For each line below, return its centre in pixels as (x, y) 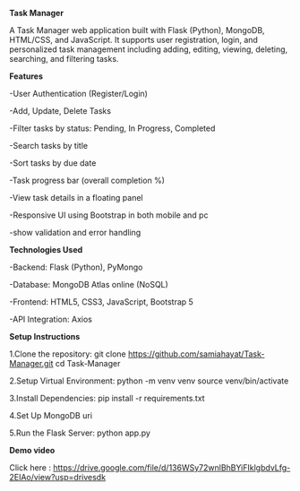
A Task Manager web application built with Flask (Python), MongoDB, (137, 30)
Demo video (32, 450)
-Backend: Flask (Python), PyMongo (76, 267)
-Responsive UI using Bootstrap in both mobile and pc (109, 215)
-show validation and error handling (75, 233)
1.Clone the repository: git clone (68, 354)
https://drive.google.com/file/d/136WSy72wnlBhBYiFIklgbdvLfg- (172, 468)
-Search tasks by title (48, 146)
